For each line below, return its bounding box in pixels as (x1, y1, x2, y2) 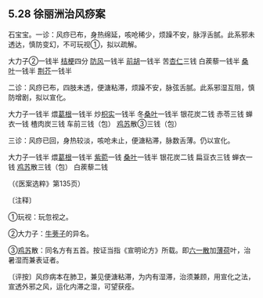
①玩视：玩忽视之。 (8, 212, 73, 221)
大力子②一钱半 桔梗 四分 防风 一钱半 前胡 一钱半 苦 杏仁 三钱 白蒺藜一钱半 (8, 56, 240, 65)
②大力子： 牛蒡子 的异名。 (8, 228, 94, 238)
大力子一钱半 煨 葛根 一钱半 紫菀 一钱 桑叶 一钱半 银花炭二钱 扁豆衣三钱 (8, 152, 231, 162)
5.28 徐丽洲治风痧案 (8, 7, 106, 21)
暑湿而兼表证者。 (8, 255, 63, 264)
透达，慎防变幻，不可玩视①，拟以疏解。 (8, 39, 142, 49)
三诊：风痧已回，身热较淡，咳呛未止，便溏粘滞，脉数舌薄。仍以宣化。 (8, 136, 235, 145)
